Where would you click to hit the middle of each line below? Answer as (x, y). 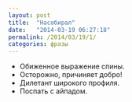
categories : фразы (38, 44)
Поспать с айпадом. (53, 91)
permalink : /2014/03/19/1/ (52, 37)
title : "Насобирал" (42, 23)
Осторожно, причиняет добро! (71, 75)
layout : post (29, 15)
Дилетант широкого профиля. (70, 83)
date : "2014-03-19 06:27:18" (59, 30)
